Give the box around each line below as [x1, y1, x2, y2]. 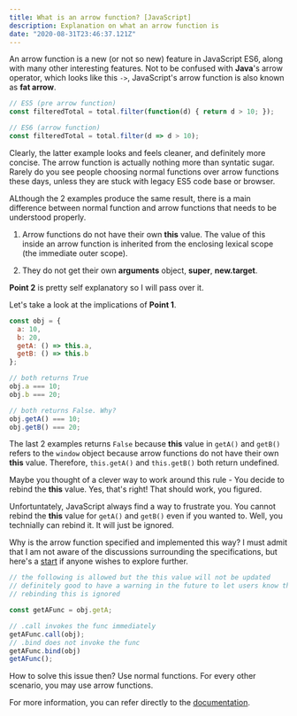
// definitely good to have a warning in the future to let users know [9, 581, 278, 590]
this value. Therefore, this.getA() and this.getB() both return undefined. [9, 457, 280, 468]
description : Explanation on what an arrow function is [9, 21, 219, 30]
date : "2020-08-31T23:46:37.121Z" [9, 29, 137, 38]
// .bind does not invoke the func [9, 638, 141, 647]
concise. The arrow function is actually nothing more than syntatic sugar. [9, 157, 276, 167]
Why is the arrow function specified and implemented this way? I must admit [9, 537, 288, 548]
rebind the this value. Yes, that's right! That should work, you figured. [9, 484, 263, 494]
